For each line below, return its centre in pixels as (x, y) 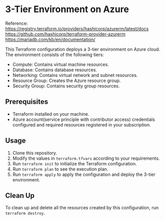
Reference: (17, 23)
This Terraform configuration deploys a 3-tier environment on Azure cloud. (83, 49)
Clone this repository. (35, 153)
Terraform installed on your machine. (51, 114)
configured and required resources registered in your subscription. (81, 124)
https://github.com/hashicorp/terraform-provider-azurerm (65, 34)
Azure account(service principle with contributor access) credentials (84, 119)
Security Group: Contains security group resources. (66, 86)
